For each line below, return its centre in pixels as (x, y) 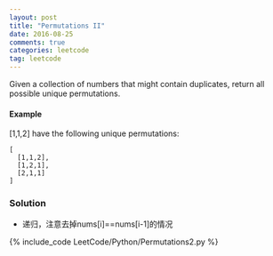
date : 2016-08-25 (41, 34)
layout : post (33, 17)
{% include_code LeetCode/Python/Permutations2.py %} (114, 242)
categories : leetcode (49, 51)
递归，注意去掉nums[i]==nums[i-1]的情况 (97, 224)
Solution (28, 204)
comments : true (37, 42)
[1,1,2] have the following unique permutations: (94, 133)
